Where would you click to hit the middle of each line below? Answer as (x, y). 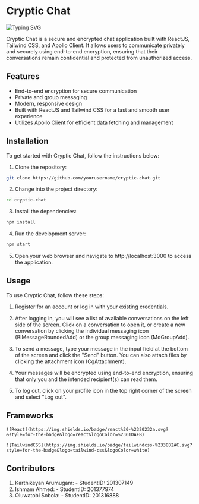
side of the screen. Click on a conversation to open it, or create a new (100, 325)
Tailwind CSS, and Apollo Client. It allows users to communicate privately (96, 45)
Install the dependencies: (46, 212)
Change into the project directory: (56, 189)
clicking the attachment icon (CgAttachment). (70, 361)
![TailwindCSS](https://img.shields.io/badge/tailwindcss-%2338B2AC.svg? (99, 445)
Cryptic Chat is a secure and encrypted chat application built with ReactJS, (98, 39)
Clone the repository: (41, 167)
